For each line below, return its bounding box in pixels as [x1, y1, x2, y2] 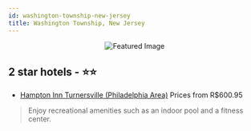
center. [27, 114, 52, 124]
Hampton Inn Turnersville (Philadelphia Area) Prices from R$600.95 [19, 90, 243, 100]
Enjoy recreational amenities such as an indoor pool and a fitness [27, 105, 244, 116]
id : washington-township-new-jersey [8, 11, 131, 20]
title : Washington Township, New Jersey [8, 19, 146, 27]
